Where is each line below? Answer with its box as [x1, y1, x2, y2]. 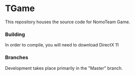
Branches [5, 54, 28, 61]
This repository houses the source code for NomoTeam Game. [5, 19, 131, 25]
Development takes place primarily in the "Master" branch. [5, 65, 123, 71]
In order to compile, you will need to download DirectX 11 [5, 42, 119, 48]
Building [5, 31, 25, 38]
